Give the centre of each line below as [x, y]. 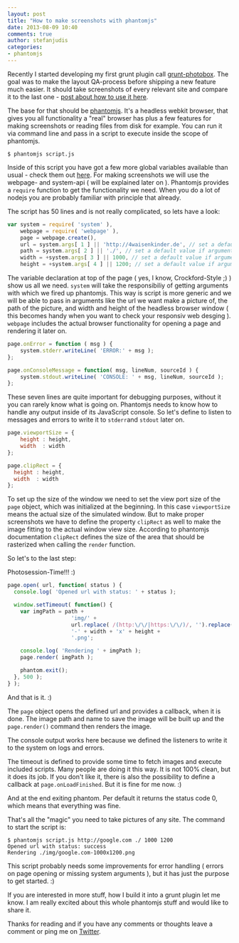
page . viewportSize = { [41, 433]
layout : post [27, 14]
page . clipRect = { [34, 465]
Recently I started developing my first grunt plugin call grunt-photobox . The [118, 74]
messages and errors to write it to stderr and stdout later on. [96, 420]
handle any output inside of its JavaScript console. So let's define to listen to [120, 412]
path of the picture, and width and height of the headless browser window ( [118, 308]
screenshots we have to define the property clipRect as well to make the [114, 522]
